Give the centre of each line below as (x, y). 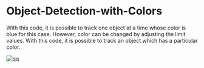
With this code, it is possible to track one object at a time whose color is (96, 28)
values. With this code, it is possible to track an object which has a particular (102, 40)
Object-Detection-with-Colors (84, 11)
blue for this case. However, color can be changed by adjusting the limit (96, 34)
